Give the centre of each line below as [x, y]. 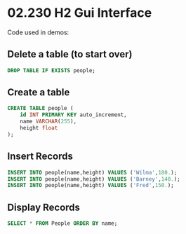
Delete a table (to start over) [70, 54]
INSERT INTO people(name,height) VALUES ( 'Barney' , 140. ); [94, 179]
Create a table [39, 92]
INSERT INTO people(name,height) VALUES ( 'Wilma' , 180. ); [92, 172]
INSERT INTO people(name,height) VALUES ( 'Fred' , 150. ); [91, 186]
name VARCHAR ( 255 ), [48, 122]
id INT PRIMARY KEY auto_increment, [74, 115]
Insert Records [40, 157]
